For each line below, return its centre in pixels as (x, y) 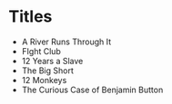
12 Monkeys (44, 80)
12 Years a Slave (52, 61)
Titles (30, 17)
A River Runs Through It (66, 42)
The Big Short (48, 71)
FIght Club (41, 51)
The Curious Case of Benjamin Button (92, 90)
